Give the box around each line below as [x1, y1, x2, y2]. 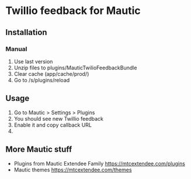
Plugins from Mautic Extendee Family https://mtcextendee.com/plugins [13, 160, 185, 167]
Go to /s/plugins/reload [13, 76, 70, 83]
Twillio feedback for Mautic [5, 4, 141, 17]
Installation [5, 27, 47, 37]
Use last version [13, 58, 53, 65]
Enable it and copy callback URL [13, 121, 92, 128]
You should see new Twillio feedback [13, 115, 103, 122]
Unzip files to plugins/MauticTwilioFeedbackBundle [13, 64, 137, 71]
